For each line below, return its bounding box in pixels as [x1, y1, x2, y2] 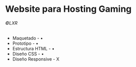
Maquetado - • [12, 35, 43, 41]
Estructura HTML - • [12, 46, 55, 52]
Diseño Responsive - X [12, 56, 60, 62]
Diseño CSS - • [12, 51, 44, 57]
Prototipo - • [12, 40, 39, 46]
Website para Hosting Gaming [5, 3, 132, 15]
